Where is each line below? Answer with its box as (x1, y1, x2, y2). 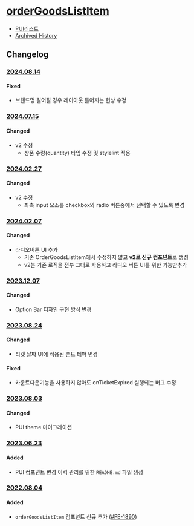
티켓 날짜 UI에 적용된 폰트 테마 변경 (15, 350, 98, 358)
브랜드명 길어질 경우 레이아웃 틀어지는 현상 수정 (15, 97, 127, 104)
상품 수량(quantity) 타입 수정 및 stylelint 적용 (24, 149, 131, 156)
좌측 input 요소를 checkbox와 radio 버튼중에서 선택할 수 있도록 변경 (24, 201, 185, 208)
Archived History (15, 31, 57, 39)
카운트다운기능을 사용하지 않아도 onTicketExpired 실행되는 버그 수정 (15, 379, 176, 386)
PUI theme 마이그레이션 (15, 424, 73, 431)
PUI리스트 (15, 25, 39, 32)
